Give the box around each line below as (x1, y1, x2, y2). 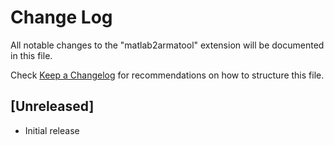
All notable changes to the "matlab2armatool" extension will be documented (10, 39, 325, 51)
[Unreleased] (10, 98, 95, 115)
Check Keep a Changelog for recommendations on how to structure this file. (10, 69, 325, 81)
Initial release (24, 124, 80, 136)
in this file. (10, 49, 53, 61)
